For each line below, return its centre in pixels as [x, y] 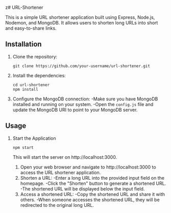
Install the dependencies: [39, 75]
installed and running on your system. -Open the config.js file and [83, 104]
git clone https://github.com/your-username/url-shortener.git [81, 66]
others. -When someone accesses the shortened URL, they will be [90, 200]
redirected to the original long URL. [57, 205]
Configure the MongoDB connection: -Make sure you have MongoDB [85, 99]
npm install [25, 89]
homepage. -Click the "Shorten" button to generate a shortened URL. [93, 183]
